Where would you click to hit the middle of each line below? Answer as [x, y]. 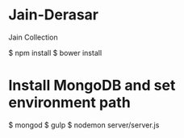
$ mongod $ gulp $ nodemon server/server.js [84, 125]
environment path [69, 103]
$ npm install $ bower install [55, 52]
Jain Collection [33, 37]
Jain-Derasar [54, 15]
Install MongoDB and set [92, 86]
